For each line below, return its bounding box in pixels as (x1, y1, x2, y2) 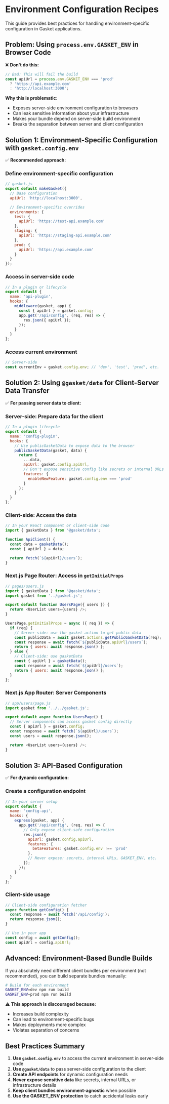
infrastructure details (12, 1082, 57, 1088)
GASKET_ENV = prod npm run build (5, 992, 71, 997)
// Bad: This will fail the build (5, 72, 78, 77)
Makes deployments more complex (12, 1021, 86, 1028)
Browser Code (5, 48, 52, 57)
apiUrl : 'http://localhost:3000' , (10, 195, 82, 200)
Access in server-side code (5, 273, 74, 280)
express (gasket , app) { (14, 818, 65, 823)
